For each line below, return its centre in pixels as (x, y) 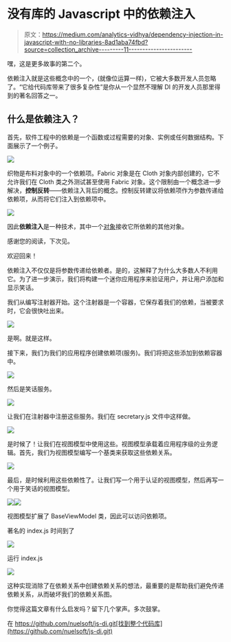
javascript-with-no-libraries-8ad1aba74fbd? (86, 42)
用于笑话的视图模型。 (43, 488)
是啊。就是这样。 (31, 338)
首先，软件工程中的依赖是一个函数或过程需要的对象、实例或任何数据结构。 (112, 137)
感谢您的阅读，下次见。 (40, 241)
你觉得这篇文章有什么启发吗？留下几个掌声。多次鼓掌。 (85, 608)
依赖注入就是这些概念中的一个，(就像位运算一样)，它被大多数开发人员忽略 (112, 78)
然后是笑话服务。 (31, 388)
